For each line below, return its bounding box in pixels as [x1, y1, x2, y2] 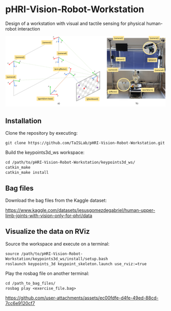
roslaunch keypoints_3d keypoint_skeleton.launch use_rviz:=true [5, 261, 147, 266]
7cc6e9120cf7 [5, 300, 35, 306]
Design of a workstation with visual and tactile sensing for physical [5, 20, 146, 26]
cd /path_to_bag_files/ [5, 281, 56, 286]
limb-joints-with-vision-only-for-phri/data [5, 212, 93, 219]
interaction [17, 25, 40, 32]
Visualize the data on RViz [5, 227, 90, 236]
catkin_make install [5, 170, 49, 175]
